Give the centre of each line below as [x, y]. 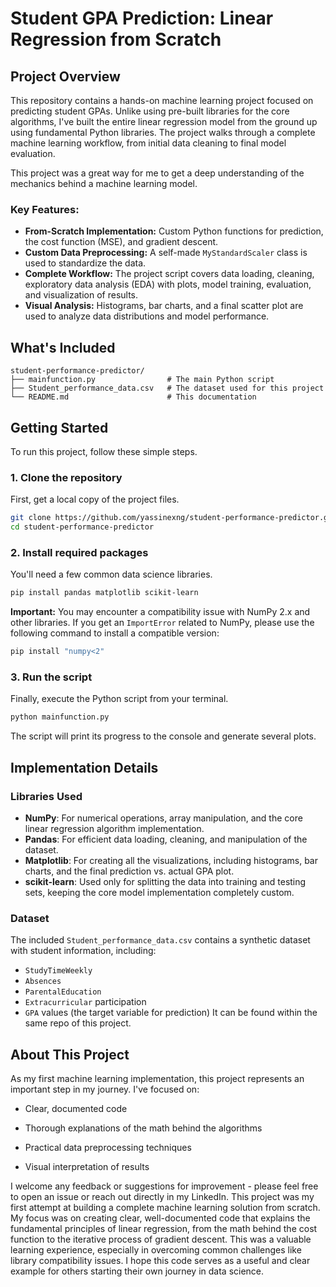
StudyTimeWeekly [58, 971]
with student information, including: [83, 951]
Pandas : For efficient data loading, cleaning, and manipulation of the [166, 839]
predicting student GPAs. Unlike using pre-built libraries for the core [150, 111]
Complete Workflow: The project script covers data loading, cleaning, [169, 274]
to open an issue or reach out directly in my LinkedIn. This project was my [162, 1196]
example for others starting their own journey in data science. [137, 1271]
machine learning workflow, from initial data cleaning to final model [148, 143]
